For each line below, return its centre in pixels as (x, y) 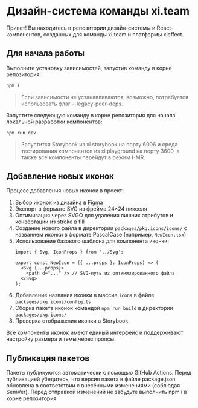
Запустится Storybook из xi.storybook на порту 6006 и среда (99, 144)
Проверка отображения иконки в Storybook (72, 321)
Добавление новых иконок (60, 176)
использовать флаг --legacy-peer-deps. (72, 104)
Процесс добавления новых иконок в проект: (65, 191)
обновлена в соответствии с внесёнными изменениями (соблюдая (93, 386)
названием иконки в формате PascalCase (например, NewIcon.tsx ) (101, 235)
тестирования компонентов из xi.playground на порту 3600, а (100, 151)
